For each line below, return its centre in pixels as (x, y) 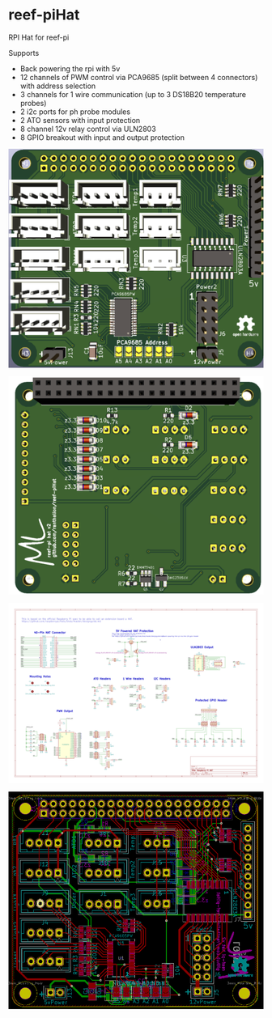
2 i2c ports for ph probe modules (75, 112)
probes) (33, 103)
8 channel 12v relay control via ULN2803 (88, 129)
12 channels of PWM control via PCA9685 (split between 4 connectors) (139, 77)
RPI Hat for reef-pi (39, 37)
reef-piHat (44, 15)
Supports (24, 53)
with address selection (58, 86)
